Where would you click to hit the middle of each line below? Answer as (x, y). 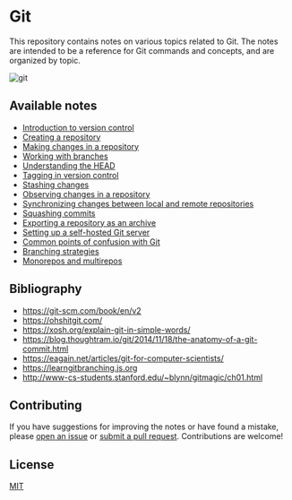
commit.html (45, 349)
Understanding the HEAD (69, 165)
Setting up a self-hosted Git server (86, 232)
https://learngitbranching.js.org (80, 367)
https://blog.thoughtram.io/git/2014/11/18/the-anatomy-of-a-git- (140, 339)
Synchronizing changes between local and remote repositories (138, 203)
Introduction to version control (78, 127)
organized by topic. (45, 60)
